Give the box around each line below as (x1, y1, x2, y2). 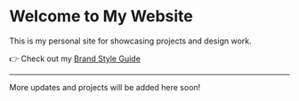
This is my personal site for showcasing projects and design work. (9, 35, 252, 46)
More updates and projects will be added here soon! (9, 82, 201, 92)
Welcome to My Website (9, 6, 193, 27)
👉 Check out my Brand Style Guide (9, 53, 141, 64)
